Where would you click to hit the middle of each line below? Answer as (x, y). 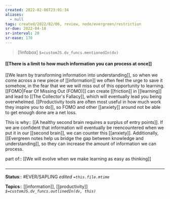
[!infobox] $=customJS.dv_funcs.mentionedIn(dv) (68, 52)
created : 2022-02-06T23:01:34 (37, 10)
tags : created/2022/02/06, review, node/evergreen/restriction (73, 24)
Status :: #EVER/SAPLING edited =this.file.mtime (57, 177)
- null (17, 19)
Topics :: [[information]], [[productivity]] (47, 186)
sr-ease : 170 (19, 38)
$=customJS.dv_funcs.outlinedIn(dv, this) (51, 191)
